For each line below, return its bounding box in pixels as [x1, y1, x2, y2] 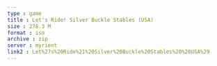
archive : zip [7, 36, 49, 43]
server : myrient [7, 42, 58, 49]
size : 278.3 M [7, 23, 51, 30]
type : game [7, 10, 42, 17]
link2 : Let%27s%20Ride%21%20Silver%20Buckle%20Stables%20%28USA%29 [7, 49, 210, 56]
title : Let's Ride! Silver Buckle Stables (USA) [7, 16, 154, 23]
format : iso [7, 29, 45, 36]
